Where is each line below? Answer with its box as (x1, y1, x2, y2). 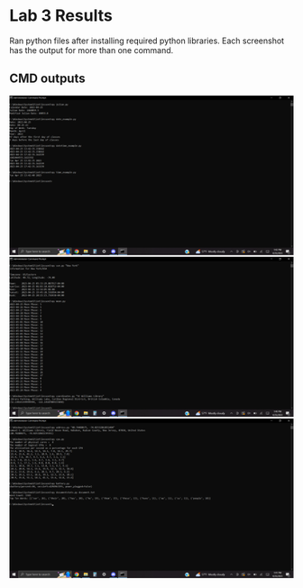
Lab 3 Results (9, 5, 113, 26)
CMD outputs (9, 71, 86, 87)
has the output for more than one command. (9, 44, 174, 55)
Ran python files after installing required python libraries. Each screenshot (9, 35, 285, 46)
